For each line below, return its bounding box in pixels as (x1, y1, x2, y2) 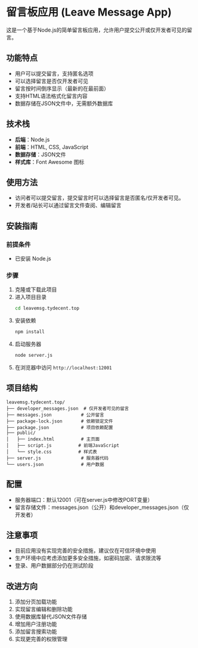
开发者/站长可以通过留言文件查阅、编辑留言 (14, 202, 122, 209)
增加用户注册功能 (14, 621, 57, 628)
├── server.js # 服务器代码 (6, 455, 109, 461)
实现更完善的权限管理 (14, 635, 67, 643)
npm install (14, 329, 45, 335)
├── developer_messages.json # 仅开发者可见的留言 (6, 405, 129, 412)
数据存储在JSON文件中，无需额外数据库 (14, 100, 113, 107)
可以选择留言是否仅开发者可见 (14, 77, 88, 84)
